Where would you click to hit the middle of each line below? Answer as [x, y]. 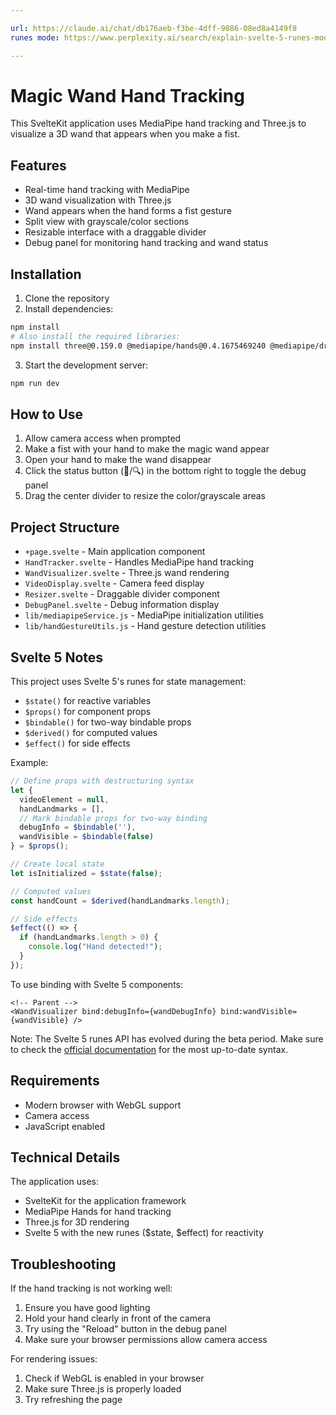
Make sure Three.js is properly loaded [103, 1389]
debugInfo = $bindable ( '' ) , [78, 827]
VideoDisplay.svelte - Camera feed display [114, 583]
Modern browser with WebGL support [103, 1105]
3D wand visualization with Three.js [98, 200]
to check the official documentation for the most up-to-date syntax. [149, 1049]
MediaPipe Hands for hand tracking [98, 1212]
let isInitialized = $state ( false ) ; [86, 873]
